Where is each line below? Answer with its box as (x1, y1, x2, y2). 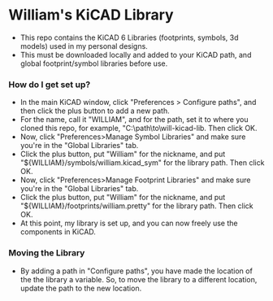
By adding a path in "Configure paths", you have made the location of (19, 266, 253, 276)
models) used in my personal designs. (19, 41, 148, 50)
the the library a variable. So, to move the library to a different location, (19, 274, 258, 284)
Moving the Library (8, 247, 85, 259)
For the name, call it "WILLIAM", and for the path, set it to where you (19, 115, 249, 124)
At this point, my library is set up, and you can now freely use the (19, 218, 238, 229)
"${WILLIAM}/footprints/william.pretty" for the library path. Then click (19, 201, 253, 211)
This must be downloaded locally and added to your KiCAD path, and (19, 50, 252, 59)
